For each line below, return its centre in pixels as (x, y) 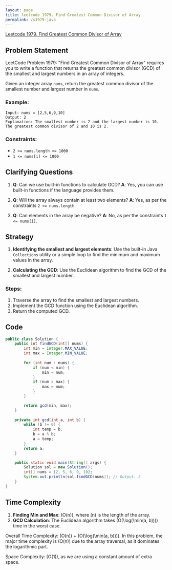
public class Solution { (32, 339)
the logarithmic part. (27, 546)
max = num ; (53, 387)
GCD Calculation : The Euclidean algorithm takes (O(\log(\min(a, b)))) (85, 520)
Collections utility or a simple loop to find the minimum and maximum (86, 255)
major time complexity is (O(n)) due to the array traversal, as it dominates (82, 541)
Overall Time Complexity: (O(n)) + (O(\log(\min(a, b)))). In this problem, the (84, 536)
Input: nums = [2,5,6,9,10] (35, 113)
